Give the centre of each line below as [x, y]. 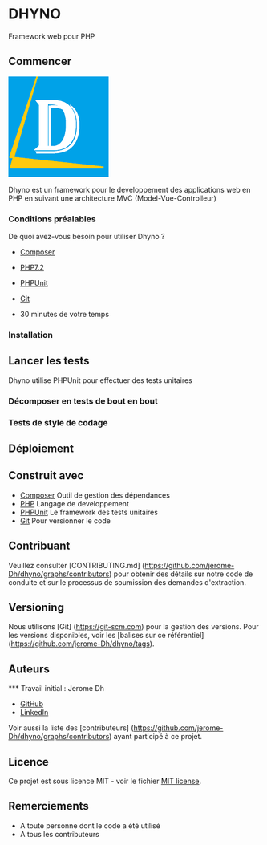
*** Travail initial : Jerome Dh [57, 689]
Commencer [40, 61]
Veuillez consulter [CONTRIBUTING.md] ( [77, 565]
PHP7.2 [32, 268]
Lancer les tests [49, 361]
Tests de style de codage [58, 422]
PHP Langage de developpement [75, 503]
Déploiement [41, 449]
